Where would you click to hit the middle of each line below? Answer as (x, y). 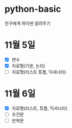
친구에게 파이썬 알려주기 (28, 23)
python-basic (33, 9)
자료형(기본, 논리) (28, 65)
